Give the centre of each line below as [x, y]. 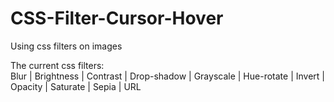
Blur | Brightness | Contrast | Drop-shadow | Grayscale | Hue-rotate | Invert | [167, 76]
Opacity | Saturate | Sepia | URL [76, 86]
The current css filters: [57, 65]
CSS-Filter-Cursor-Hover [117, 18]
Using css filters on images [66, 46]
